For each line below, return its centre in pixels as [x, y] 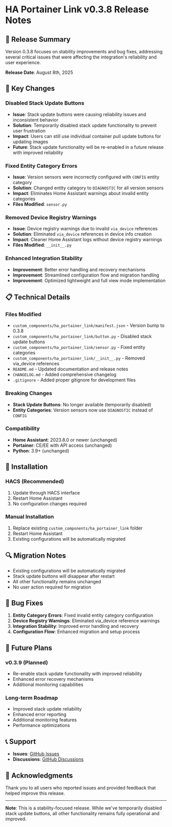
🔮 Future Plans [29, 648]
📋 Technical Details [38, 297]
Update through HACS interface [46, 493]
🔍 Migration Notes [36, 556]
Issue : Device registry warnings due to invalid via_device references [85, 229]
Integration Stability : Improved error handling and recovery [76, 626]
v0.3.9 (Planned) [27, 662]
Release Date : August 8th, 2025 [39, 72]
